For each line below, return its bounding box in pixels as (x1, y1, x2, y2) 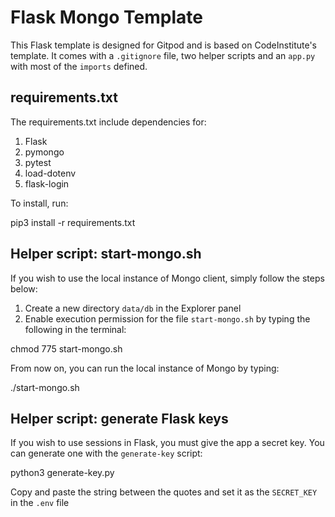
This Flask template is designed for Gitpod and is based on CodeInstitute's (10, 39, 318, 51)
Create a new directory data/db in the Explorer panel (24, 302, 242, 314)
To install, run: (10, 197, 69, 209)
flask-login (24, 177, 70, 190)
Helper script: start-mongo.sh (10, 246, 202, 263)
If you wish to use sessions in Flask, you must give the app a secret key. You (10, 437, 325, 449)
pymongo (24, 146, 65, 158)
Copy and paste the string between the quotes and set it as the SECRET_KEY (10, 486, 318, 498)
